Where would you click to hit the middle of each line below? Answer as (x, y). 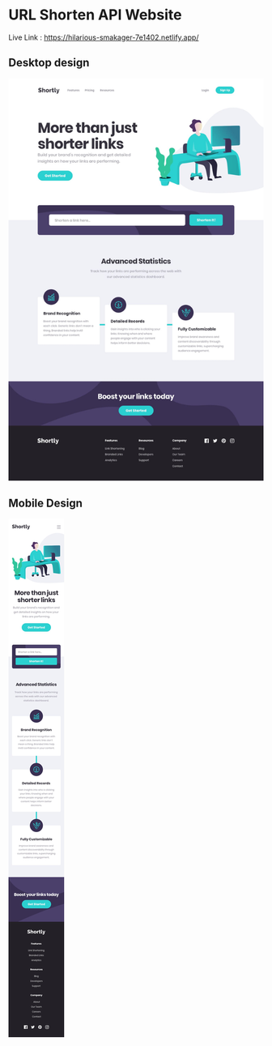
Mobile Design (46, 504)
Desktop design (49, 63)
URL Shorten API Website (95, 15)
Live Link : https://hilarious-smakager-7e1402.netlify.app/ (104, 37)
